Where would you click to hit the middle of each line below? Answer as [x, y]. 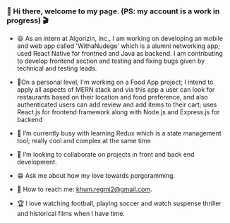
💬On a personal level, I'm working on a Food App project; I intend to [115, 82]
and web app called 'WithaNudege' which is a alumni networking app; [118, 46]
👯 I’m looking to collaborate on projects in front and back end [105, 155]
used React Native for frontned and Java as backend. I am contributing [120, 54]
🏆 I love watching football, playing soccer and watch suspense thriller [119, 203]
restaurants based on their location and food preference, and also [113, 97]
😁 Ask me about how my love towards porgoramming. [96, 176]
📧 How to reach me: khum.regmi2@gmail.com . [84, 189]
